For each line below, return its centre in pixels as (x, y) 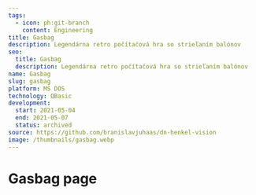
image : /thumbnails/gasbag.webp (61, 140)
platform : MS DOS (37, 88)
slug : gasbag (30, 81)
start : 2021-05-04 (46, 111)
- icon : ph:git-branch (52, 23)
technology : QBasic (40, 96)
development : (30, 103)
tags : (17, 15)
